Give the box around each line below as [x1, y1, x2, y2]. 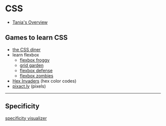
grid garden [19, 62, 43, 68]
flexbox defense [19, 67, 53, 73]
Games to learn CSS [5, 33, 68, 42]
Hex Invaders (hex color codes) [12, 78, 77, 84]
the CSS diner [12, 46, 41, 52]
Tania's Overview [12, 19, 48, 25]
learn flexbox [12, 52, 40, 58]
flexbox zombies [19, 72, 53, 79]
